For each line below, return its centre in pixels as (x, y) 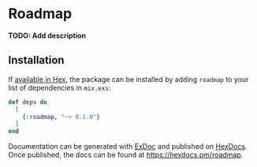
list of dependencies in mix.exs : (60, 87)
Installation (36, 60)
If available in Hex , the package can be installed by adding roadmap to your (128, 79)
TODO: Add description (47, 35)
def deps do (28, 102)
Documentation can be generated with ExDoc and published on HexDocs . (128, 147)
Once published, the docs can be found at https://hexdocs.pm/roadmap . (126, 155)
